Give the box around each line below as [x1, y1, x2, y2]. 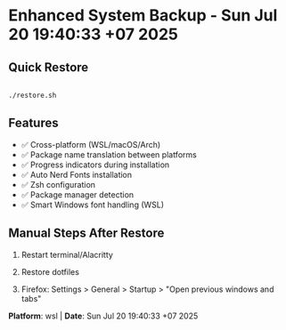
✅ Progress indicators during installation [20, 159, 170, 170]
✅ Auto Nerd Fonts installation [20, 169, 133, 180]
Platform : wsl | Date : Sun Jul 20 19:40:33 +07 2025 [8, 310, 199, 321]
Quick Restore [8, 60, 89, 75]
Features [8, 116, 59, 131]
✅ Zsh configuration [20, 179, 95, 189]
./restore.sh [8, 91, 57, 100]
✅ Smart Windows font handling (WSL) [20, 199, 165, 210]
